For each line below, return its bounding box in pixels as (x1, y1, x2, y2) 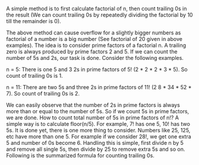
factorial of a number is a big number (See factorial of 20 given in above (6, 36, 183, 42)
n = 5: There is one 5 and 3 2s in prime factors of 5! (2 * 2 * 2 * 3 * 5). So (6, 66, 188, 73)
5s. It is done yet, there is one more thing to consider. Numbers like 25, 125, (6, 127, 191, 134)
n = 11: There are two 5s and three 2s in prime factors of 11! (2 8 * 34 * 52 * (6, 84, 192, 91)
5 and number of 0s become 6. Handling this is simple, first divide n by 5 (6, 139, 184, 146)
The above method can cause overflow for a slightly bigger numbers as (6, 29, 181, 36)
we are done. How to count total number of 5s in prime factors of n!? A (6, 114, 179, 121)
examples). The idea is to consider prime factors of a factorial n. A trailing (6, 42, 187, 49)
